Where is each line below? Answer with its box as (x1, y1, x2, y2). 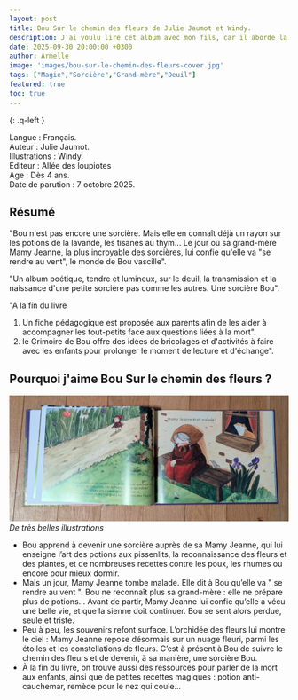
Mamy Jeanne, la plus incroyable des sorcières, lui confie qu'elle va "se (9, 247, 271, 257)
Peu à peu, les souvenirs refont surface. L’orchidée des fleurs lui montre (21, 625, 286, 635)
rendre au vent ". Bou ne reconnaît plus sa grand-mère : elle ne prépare (21, 586, 284, 598)
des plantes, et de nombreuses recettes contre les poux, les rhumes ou (21, 559, 283, 570)
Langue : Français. (9, 131, 77, 142)
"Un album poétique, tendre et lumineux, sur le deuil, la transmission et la (9, 273, 277, 284)
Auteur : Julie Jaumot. (9, 141, 90, 152)
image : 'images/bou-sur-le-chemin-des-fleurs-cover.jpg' (9, 61, 224, 70)
